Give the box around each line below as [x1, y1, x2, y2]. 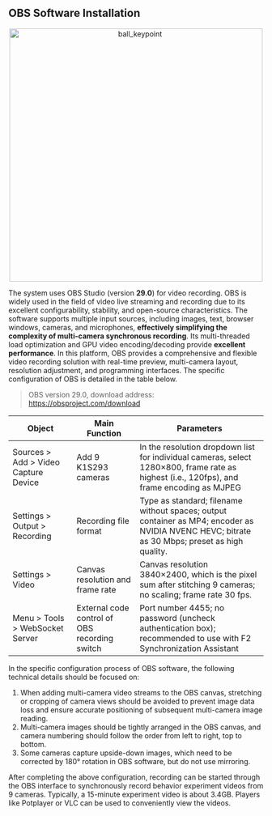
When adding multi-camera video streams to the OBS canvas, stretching [19, 687, 262, 697]
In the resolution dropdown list [139, 441, 255, 453]
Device [12, 477, 39, 488]
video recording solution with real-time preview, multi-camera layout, [8, 356, 239, 367]
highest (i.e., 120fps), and [139, 471, 239, 482]
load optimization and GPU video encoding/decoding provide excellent [8, 339, 246, 349]
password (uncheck [139, 612, 216, 623]
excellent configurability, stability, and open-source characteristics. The [8, 305, 249, 315]
